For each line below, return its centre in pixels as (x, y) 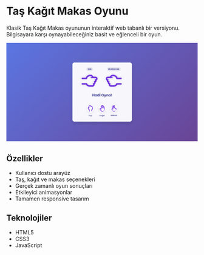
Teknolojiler (29, 218)
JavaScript (29, 245)
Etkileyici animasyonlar (44, 193)
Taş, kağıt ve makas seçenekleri (55, 179)
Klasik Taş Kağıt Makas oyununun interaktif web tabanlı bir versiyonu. (93, 28)
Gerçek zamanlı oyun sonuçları (54, 186)
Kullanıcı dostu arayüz (43, 173)
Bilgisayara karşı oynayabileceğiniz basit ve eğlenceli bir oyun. (84, 34)
